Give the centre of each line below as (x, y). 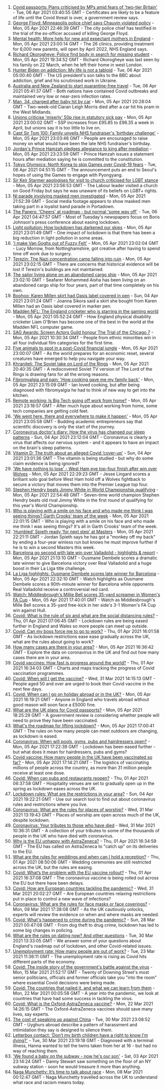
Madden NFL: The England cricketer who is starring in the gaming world (85, 311)
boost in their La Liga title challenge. (49, 568)
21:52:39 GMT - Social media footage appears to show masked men (82, 201)
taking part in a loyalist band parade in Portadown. (64, 206)
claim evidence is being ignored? (46, 463)
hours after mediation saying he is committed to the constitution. (78, 159)
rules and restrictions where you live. (50, 804)
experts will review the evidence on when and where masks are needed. (86, 915)
